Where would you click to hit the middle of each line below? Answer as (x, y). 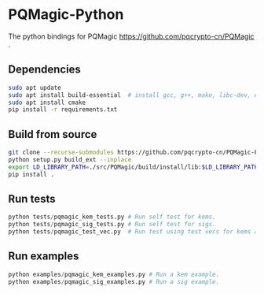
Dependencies (44, 70)
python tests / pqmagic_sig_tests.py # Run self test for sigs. (112, 225)
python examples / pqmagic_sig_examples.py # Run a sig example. (114, 281)
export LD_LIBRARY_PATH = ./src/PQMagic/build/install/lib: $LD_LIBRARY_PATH (133, 167)
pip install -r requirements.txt (63, 110)
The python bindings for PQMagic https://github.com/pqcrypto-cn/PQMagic (131, 36)
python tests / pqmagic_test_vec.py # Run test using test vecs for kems (130, 232)
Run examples (44, 257)
